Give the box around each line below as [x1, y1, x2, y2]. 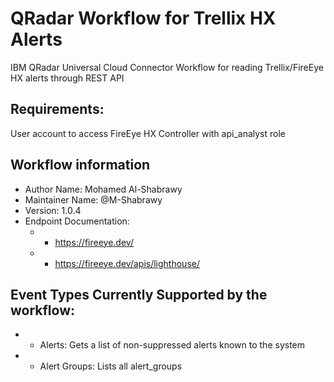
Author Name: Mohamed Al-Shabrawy [24, 183, 183, 195]
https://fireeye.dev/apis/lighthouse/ [54, 257, 200, 269]
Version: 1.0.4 [24, 204, 82, 216]
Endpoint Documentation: [24, 215, 130, 227]
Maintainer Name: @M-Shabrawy [24, 193, 163, 206]
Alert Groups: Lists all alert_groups [39, 360, 183, 372]
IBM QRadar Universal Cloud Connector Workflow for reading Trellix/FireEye [10, 61, 324, 73]
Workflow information [10, 157, 151, 174]
